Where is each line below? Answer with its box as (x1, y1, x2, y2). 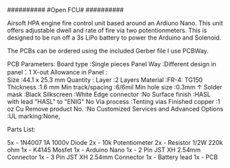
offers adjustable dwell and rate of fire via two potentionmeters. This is (7, 27, 207, 34)
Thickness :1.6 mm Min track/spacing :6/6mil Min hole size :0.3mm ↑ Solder (7, 83, 222, 91)
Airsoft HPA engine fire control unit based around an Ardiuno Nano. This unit (7, 19, 223, 27)
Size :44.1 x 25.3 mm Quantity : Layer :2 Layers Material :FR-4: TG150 (7, 76, 203, 84)
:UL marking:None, (7, 112, 60, 120)
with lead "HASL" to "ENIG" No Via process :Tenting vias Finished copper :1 (7, 98, 220, 105)
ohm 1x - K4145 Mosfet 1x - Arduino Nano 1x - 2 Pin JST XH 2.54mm (7, 146, 201, 154)
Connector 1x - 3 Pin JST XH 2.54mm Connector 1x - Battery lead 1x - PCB (7, 153, 218, 161)
